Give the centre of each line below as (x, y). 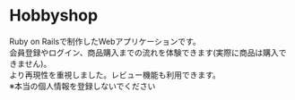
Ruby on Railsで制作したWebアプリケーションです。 (105, 41)
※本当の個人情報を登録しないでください (82, 86)
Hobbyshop (54, 16)
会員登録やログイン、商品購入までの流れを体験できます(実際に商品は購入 (144, 52)
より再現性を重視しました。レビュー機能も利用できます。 (115, 75)
